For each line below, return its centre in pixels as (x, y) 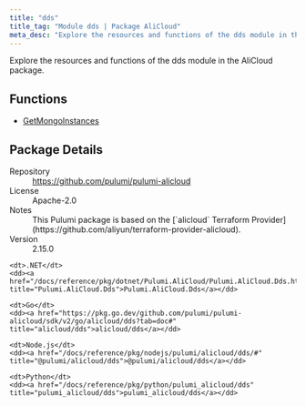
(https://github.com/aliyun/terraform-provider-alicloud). (137, 229)
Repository (30, 171)
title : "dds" (34, 18)
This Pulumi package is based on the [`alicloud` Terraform (141, 220)
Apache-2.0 (55, 200)
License (24, 191)
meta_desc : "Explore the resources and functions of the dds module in (148, 35)
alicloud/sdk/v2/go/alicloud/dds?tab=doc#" (93, 321)
